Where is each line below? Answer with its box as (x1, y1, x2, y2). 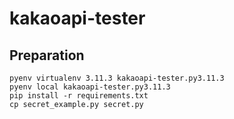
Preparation (9, 47, 85, 64)
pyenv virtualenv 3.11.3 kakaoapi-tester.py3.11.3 (9, 73, 225, 83)
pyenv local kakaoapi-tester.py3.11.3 (9, 82, 171, 92)
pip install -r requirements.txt (9, 91, 149, 101)
